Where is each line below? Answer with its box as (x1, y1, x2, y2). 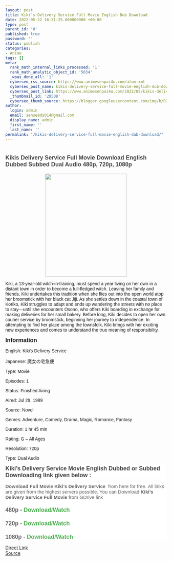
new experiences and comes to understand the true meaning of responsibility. (5, 327, 159, 333)
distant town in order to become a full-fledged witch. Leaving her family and (5, 286, 154, 292)
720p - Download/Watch (5, 520, 70, 527)
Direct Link (5, 545, 28, 551)
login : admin (10, 108, 38, 113)
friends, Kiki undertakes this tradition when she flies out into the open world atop (5, 291, 164, 297)
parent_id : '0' (5, 27, 38, 32)
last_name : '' (10, 127, 40, 132)
